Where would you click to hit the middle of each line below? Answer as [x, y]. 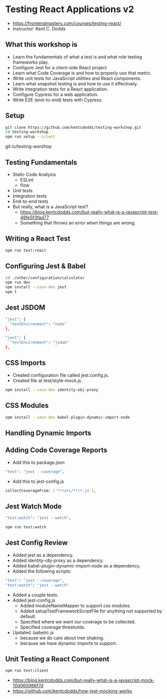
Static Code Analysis [34, 174]
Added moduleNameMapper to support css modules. [76, 605]
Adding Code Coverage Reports [56, 450]
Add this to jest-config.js [38, 481]
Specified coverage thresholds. [53, 627]
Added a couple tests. [35, 595]
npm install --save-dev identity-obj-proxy [52, 390]
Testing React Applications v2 [70, 9]
